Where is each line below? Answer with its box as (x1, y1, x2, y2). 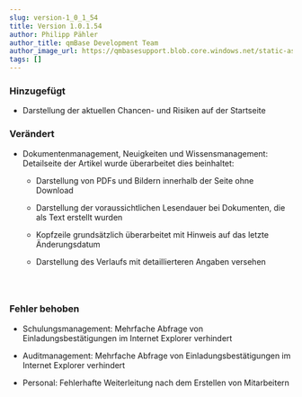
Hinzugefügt (9, 85, 66, 97)
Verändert (9, 128, 56, 140)
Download (35, 185, 74, 195)
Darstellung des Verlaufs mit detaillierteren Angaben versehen (35, 256, 267, 266)
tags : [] (9, 55, 42, 64)
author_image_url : (9, 47, 78, 56)
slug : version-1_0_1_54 (9, 13, 99, 23)
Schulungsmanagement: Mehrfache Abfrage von (22, 323, 204, 334)
